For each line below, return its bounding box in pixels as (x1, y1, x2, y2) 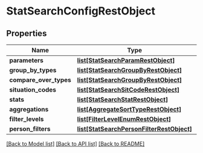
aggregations (9, 105, 49, 113)
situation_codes (9, 86, 56, 94)
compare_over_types (9, 76, 71, 84)
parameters (9, 56, 43, 64)
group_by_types (9, 66, 57, 74)
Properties (6, 28, 47, 39)
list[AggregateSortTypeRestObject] (77, 105, 182, 113)
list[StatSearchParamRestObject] (77, 56, 175, 64)
